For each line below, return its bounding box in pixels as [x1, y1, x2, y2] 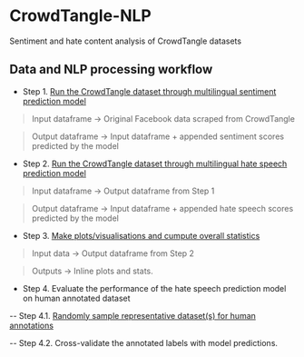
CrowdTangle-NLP [9, 5, 152, 26]
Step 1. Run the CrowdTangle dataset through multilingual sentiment [22, 85, 277, 96]
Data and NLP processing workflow [9, 62, 213, 77]
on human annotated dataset [22, 293, 131, 303]
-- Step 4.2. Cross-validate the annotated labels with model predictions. [9, 337, 279, 348]
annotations [9, 320, 54, 331]
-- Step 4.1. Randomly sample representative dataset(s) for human [9, 310, 257, 321]
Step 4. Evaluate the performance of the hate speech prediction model [22, 283, 287, 293]
